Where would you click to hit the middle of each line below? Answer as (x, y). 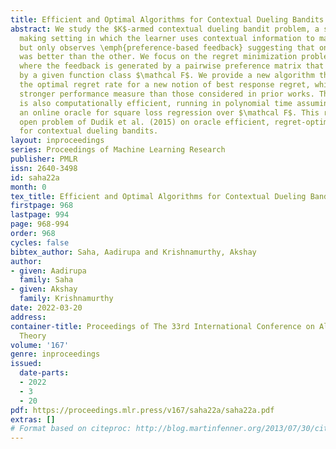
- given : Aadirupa (48, 271)
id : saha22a (35, 177)
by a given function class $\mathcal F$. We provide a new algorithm (167, 76)
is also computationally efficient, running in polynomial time (156, 103)
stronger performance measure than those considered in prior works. (167, 94)
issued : (26, 364)
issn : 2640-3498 (44, 168)
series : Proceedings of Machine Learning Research (118, 150)
